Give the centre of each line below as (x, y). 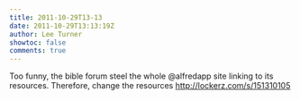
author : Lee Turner (46, 34)
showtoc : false (38, 42)
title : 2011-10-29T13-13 (56, 17)
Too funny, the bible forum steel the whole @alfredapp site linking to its (141, 76)
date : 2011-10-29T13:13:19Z (62, 26)
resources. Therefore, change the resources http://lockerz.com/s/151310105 (150, 86)
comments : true (38, 51)
